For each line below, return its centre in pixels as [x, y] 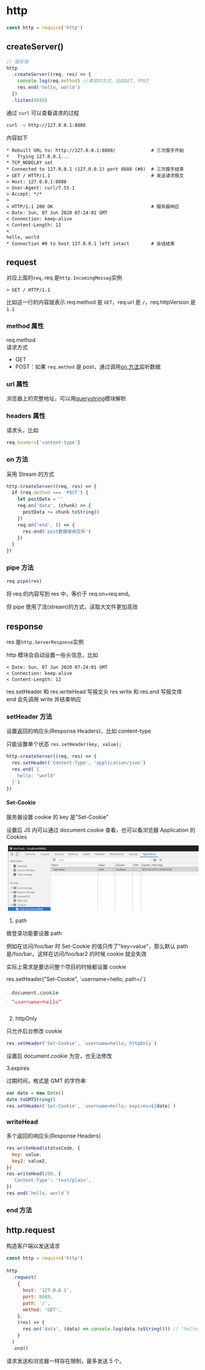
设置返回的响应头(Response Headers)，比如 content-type [79, 731]
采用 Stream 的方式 [30, 474]
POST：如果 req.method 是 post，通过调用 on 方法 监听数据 [88, 366]
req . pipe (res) [24, 582]
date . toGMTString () [31, 1099]
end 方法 [19, 1210]
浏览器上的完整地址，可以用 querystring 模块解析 [66, 399]
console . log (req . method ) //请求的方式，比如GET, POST [83, 81]
